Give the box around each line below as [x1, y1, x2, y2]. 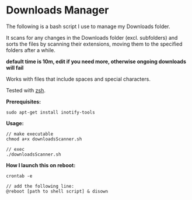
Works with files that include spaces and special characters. [6, 75, 151, 82]
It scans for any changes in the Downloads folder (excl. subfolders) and [6, 34, 178, 41]
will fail [6, 64, 24, 71]
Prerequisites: [6, 98, 41, 105]
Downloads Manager [6, 4, 109, 17]
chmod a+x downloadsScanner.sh [6, 136, 82, 142]
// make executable [6, 131, 54, 137]
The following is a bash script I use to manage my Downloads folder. [6, 23, 170, 30]
